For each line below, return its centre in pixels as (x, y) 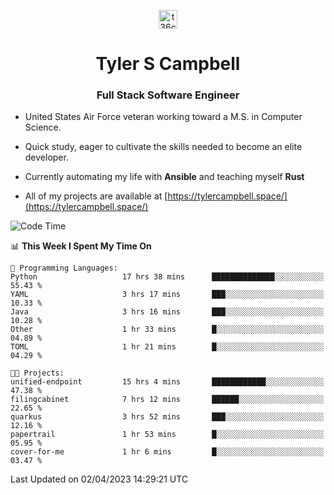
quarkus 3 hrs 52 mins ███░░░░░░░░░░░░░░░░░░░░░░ (167, 417)
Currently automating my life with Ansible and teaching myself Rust (164, 177)
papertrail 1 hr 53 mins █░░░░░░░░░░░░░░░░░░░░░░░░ (167, 435)
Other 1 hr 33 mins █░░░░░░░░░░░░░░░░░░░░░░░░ (167, 330)
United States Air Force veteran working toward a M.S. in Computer (163, 117)
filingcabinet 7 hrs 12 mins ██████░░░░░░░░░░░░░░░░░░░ (167, 400)
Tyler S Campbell (168, 64)
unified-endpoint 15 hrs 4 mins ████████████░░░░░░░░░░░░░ (167, 382)
